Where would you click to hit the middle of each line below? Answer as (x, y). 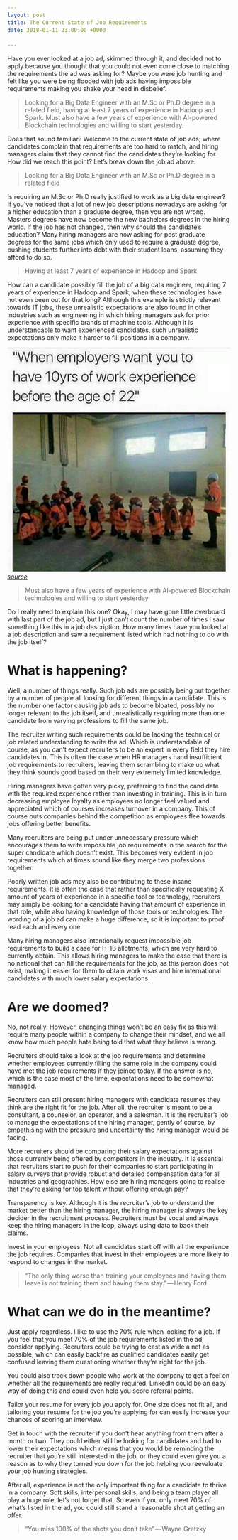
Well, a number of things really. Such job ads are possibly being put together (119, 690)
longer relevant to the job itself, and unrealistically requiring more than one (116, 713)
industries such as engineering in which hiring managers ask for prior (109, 315)
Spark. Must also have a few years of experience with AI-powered (121, 118)
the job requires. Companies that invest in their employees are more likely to (118, 1254)
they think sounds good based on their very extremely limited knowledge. (114, 772)
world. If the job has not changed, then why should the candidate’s (104, 227)
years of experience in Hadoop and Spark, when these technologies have (114, 292)
